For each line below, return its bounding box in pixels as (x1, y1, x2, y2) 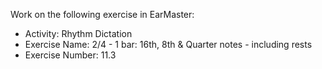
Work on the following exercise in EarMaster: (10, 9, 195, 20)
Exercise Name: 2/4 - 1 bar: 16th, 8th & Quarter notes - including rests (24, 39, 313, 50)
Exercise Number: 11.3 (24, 49, 117, 61)
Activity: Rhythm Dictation (24, 28, 133, 39)
